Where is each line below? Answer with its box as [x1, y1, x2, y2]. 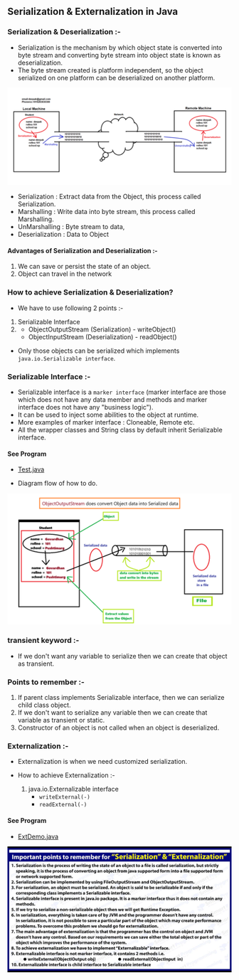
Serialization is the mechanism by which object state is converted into [17, 43, 223, 52]
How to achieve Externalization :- [17, 771, 115, 779]
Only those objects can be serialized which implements [17, 346, 180, 355]
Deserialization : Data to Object [17, 230, 109, 239]
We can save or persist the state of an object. [17, 262, 152, 271]
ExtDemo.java [17, 832, 59, 841]
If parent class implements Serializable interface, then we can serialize [17, 693, 225, 702]
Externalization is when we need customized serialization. [17, 757, 188, 766]
